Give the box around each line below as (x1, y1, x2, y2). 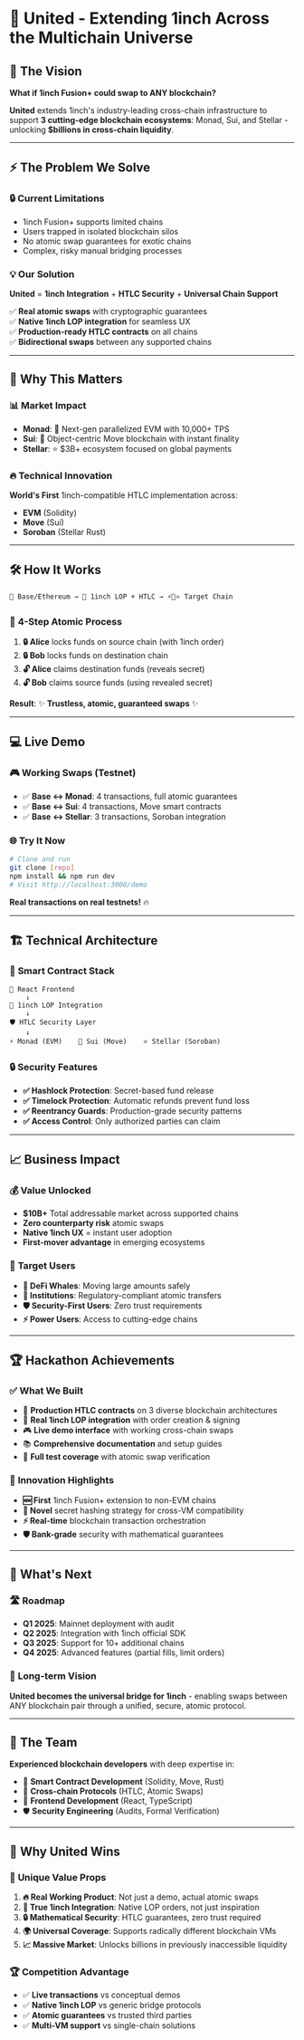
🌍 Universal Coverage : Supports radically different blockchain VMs (22, 1926, 277, 1936)
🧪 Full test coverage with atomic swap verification (22, 1451, 211, 1462)
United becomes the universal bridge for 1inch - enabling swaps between (9, 1690, 288, 1701)
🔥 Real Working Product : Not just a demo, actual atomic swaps (22, 1892, 260, 1902)
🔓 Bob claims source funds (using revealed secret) (22, 677, 214, 688)
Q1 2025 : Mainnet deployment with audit (22, 1618, 175, 1629)
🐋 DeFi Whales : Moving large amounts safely (22, 1280, 191, 1291)
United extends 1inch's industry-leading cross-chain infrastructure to (9, 105, 268, 116)
